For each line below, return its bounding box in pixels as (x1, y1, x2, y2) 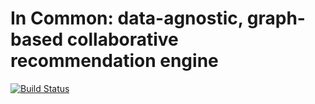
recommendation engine (10, 50, 219, 72)
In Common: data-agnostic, (10, 7, 244, 30)
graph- (246, 7, 306, 30)
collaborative (66, 28, 179, 51)
